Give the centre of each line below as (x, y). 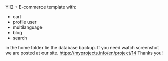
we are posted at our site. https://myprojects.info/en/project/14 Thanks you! (84, 53)
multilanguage (27, 27)
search (20, 38)
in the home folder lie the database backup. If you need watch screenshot (82, 48)
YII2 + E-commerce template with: (41, 7)
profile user (25, 22)
